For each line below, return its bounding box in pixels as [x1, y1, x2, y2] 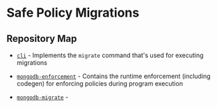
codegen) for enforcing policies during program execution [16, 79, 184, 88]
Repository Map [6, 33, 77, 45]
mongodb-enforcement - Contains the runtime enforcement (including [16, 72, 211, 80]
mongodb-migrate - [16, 93, 69, 101]
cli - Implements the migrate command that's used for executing [16, 51, 204, 59]
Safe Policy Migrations [6, 5, 140, 21]
